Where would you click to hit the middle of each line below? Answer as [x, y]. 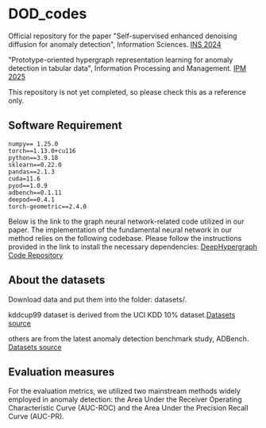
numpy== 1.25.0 [33, 144]
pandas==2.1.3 [32, 172]
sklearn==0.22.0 [35, 165]
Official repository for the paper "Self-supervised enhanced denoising [123, 36]
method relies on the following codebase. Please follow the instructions [125, 238]
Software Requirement [65, 125]
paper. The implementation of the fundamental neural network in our [120, 230]
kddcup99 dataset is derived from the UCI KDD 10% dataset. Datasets [122, 314]
